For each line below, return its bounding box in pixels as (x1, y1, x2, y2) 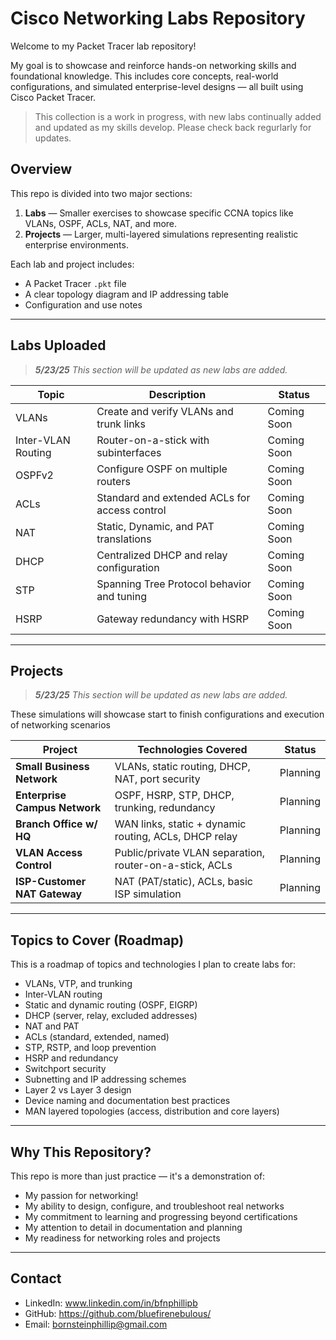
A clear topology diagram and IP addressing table (24, 288, 229, 300)
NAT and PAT (24, 1020, 80, 1032)
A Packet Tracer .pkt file (24, 277, 127, 289)
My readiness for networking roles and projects (24, 1232, 221, 1244)
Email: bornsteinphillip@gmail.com (24, 1318, 168, 1330)
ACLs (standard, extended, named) (24, 1031, 170, 1043)
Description (148, 387, 207, 401)
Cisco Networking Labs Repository (10, 7, 306, 30)
